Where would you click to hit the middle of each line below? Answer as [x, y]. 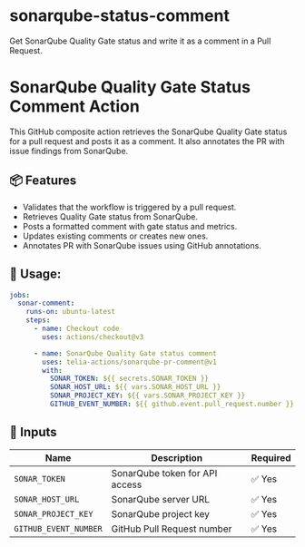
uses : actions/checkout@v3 [93, 337]
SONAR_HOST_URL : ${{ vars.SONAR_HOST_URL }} [135, 387]
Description [177, 457]
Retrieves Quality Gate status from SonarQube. [110, 216]
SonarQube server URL [161, 499]
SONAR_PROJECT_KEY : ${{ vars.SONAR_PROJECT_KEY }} [148, 396]
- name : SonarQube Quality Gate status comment [125, 353]
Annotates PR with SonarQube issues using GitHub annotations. [142, 245]
